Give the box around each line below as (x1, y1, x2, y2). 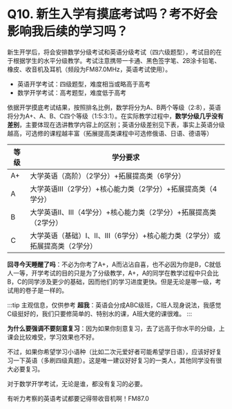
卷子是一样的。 (25, 286, 68, 294)
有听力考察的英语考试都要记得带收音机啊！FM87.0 (7, 394, 150, 402)
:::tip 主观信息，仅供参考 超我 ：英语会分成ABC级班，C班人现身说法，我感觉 (7, 300, 222, 309)
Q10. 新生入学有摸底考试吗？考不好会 (7, 6, 218, 22)
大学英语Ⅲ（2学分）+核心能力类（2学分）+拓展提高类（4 (30, 184, 217, 194)
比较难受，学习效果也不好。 (19, 333, 98, 341)
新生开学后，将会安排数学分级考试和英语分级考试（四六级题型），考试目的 (7, 48, 216, 56)
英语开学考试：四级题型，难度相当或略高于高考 (17, 80, 151, 88)
